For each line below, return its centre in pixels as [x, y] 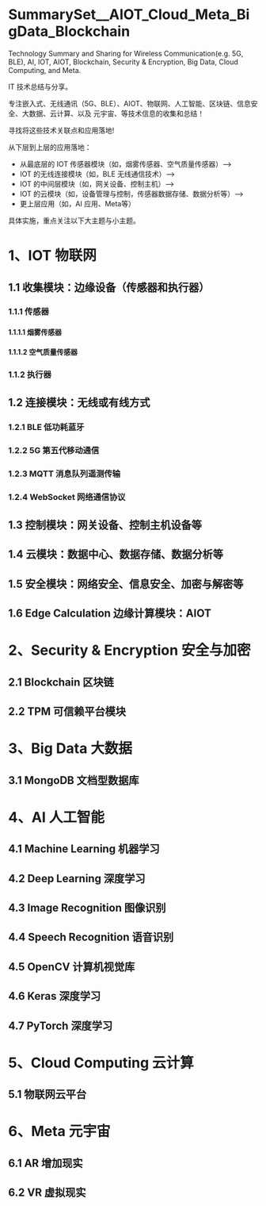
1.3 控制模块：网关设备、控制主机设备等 [105, 525]
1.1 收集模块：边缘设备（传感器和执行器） [109, 287]
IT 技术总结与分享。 [40, 86]
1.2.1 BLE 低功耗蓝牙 [46, 427]
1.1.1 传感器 [29, 312]
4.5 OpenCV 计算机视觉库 [72, 967]
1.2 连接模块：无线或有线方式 [79, 402]
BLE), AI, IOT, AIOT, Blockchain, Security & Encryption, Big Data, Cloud [123, 62]
